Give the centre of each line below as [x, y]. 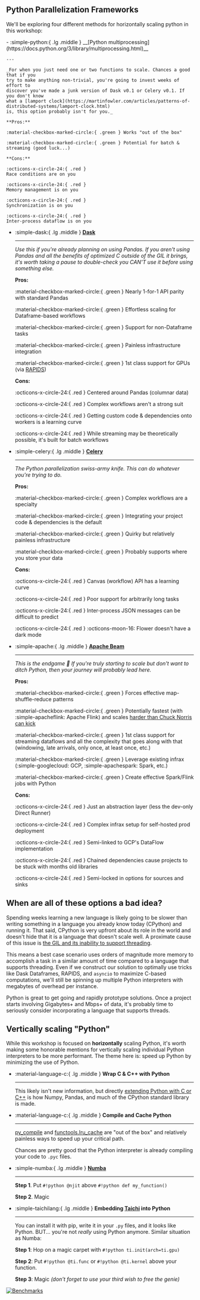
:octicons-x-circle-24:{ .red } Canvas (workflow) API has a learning [97, 581]
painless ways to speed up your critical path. [70, 1139]
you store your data [39, 558]
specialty [26, 504]
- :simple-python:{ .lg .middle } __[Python [57, 42]
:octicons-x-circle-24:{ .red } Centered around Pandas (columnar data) [101, 392]
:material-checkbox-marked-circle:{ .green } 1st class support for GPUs [102, 363]
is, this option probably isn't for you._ [60, 112]
